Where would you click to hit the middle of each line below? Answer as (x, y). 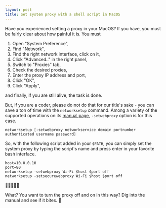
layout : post (19, 10)
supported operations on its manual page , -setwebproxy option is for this (79, 115)
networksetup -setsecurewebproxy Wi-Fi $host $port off (64, 176)
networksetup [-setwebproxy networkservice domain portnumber (70, 130)
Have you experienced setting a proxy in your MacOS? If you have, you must (83, 28)
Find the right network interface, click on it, (56, 54)
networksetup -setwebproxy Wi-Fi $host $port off (57, 172)
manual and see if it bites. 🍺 (33, 200)
